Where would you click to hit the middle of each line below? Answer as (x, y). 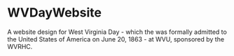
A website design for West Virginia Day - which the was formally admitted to (117, 32)
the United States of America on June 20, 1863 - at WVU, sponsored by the (116, 39)
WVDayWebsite (54, 13)
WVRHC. (20, 46)
